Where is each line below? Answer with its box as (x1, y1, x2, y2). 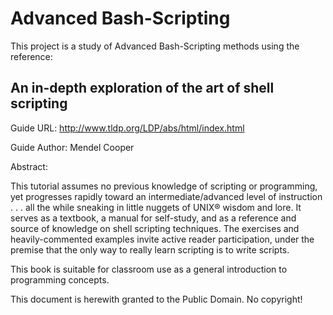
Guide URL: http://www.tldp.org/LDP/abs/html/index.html (10, 122, 245, 134)
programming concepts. (10, 273, 110, 286)
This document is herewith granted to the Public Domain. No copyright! (10, 293, 303, 305)
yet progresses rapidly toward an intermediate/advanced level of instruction (10, 190, 323, 202)
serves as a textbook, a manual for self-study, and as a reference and (10, 212, 297, 224)
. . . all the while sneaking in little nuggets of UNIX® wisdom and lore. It (10, 201, 302, 213)
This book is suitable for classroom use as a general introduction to (10, 263, 288, 275)
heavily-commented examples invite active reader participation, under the (10, 233, 315, 245)
